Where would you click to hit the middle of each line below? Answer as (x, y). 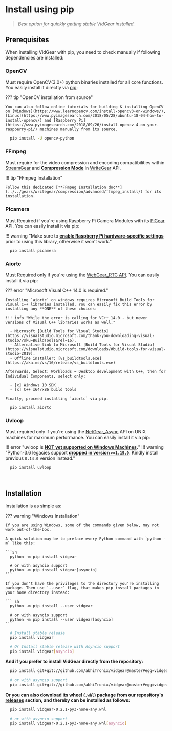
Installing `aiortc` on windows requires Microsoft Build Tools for (80, 300)
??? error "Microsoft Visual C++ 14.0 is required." (57, 290)
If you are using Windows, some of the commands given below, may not (82, 525)
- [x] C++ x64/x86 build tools (43, 389)
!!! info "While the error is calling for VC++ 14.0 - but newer (76, 318)
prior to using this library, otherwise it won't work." (59, 241)
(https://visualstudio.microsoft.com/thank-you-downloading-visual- (80, 335)
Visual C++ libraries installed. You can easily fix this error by (79, 304)
